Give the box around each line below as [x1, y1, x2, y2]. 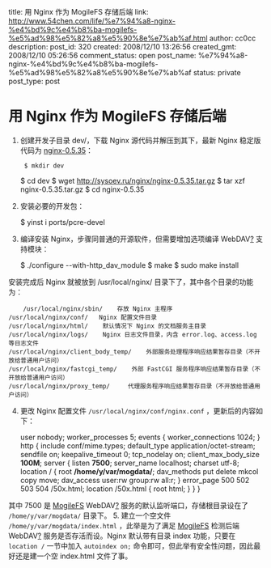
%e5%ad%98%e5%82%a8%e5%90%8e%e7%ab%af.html [8, 33, 208, 43]
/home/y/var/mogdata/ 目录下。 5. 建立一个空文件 [8, 511, 171, 520]
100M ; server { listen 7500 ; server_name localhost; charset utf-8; [19, 458, 240, 468]
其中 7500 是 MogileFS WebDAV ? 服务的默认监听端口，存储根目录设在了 [8, 500, 249, 510]
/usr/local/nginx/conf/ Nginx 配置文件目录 [8, 313, 158, 321]
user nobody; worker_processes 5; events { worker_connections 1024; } [19, 432, 260, 442]
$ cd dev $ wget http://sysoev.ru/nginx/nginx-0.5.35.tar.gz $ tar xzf [19, 176, 245, 185]
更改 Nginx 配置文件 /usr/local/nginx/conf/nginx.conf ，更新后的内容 [19, 405, 256, 415]
